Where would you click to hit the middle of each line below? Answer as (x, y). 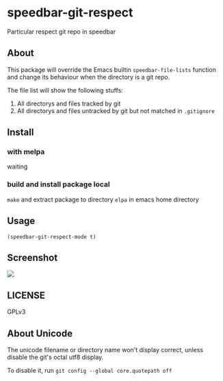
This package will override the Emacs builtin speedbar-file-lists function (112, 69)
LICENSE (26, 295)
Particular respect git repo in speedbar (62, 32)
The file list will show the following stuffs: (65, 90)
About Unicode (40, 333)
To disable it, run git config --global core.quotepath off (90, 370)
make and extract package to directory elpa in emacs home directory (103, 199)
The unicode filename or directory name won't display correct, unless (105, 349)
